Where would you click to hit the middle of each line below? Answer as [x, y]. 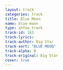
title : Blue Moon [23, 19]
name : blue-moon [22, 23]
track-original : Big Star [31, 55]
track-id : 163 [20, 33]
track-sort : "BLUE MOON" [31, 46]
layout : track [20, 10]
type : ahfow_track [24, 28]
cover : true [17, 60]
